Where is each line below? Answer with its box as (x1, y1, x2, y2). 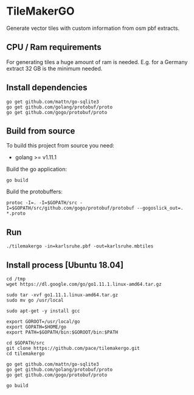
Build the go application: (6, 166, 68, 173)
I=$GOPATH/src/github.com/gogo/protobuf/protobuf (6, 205, 135, 212)
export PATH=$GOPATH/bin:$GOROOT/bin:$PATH (6, 329, 119, 335)
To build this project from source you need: (6, 142, 114, 149)
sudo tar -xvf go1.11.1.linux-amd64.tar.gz (6, 292, 119, 298)
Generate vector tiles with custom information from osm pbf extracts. (6, 24, 180, 32)
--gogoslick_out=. (136, 205, 184, 212)
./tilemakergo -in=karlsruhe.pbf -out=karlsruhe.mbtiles (6, 243, 154, 249)
